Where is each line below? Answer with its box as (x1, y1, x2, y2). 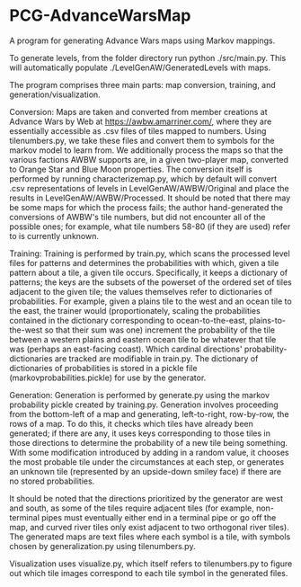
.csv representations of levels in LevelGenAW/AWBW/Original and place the (9, 182, 289, 193)
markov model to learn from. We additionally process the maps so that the (9, 145, 284, 156)
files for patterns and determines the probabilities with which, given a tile (9, 257, 279, 268)
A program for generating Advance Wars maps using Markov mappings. (9, 35, 276, 46)
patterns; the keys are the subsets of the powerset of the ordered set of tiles (9, 276, 292, 288)
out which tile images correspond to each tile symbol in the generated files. (9, 567, 288, 578)
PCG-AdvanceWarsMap (9, 5, 191, 26)
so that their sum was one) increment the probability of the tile (44, 325, 276, 335)
